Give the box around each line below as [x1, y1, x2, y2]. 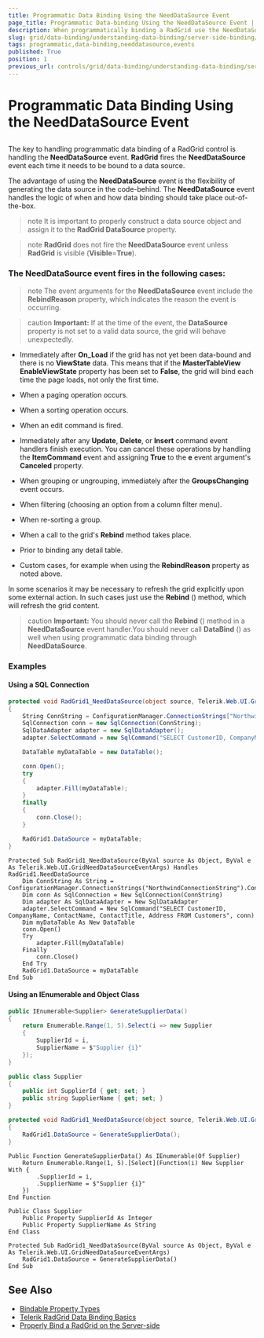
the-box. [8, 201, 36, 211]
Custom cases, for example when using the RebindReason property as [19, 560, 250, 570]
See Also [8, 1283, 53, 1296]
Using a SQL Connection [8, 680, 90, 690]
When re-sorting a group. [19, 515, 102, 524]
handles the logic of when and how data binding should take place [8, 193, 223, 203]
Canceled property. [19, 460, 84, 470]
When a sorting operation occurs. [19, 405, 129, 415]
